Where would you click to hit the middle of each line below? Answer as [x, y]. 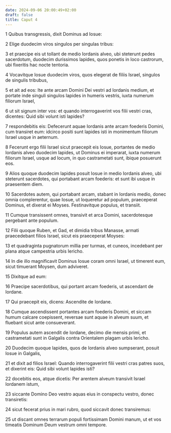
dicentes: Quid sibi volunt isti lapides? [45, 116]
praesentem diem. [24, 184]
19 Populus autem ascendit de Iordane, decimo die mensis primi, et [76, 333]
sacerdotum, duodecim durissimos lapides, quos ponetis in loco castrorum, [84, 59]
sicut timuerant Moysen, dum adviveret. [47, 266]
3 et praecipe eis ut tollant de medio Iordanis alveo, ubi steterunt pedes [80, 54]
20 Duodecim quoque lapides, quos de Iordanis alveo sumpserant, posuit [82, 348]
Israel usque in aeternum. [32, 137]
